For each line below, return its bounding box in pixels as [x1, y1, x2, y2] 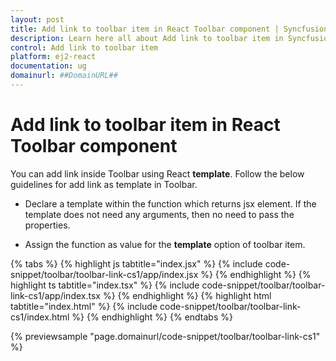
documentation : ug [10, 61, 87, 71]
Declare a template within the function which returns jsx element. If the [24, 197, 317, 210]
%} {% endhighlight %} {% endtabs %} [71, 311, 233, 323]
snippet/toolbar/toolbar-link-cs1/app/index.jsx [10, 268, 199, 280]
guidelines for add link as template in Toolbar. [10, 178, 198, 190]
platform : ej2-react [10, 52, 97, 62]
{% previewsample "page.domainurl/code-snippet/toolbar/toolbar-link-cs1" [10, 330, 321, 342]
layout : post [10, 14, 65, 25]
